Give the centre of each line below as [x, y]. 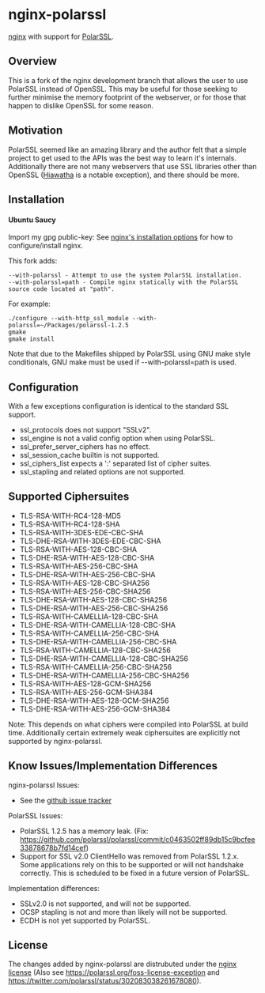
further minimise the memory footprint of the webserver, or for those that [127, 97]
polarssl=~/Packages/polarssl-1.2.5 [68, 326]
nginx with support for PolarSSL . [61, 36]
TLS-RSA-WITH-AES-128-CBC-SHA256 [85, 583]
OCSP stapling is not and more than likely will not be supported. [123, 912]
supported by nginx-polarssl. [55, 741]
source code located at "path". [61, 289]
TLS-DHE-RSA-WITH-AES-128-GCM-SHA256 [94, 700]
